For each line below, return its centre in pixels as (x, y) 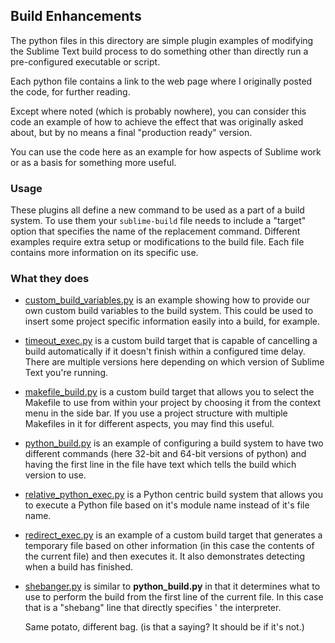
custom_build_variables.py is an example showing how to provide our (167, 300)
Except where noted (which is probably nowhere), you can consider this (158, 111)
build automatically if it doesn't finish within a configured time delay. (165, 351)
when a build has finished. (78, 567)
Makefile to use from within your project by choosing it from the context (172, 403)
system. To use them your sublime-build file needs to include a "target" (158, 221)
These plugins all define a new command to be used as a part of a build (157, 210)
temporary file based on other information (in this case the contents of (169, 546)
